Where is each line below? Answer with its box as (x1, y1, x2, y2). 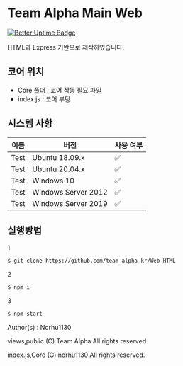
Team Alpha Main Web (7, 5, 143, 21)
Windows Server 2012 (32, 187, 108, 197)
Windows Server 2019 (32, 198, 108, 208)
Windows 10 (32, 176, 74, 185)
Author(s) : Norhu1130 (7, 324, 72, 331)
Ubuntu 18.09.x (32, 152, 85, 162)
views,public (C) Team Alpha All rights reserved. (7, 337, 148, 345)
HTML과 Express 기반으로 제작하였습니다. (7, 42, 125, 51)
